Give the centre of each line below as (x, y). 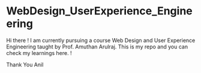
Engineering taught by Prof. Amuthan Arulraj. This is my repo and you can (97, 47)
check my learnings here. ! (39, 53)
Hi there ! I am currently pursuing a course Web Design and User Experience (101, 40)
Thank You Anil (25, 65)
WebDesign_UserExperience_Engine (100, 11)
